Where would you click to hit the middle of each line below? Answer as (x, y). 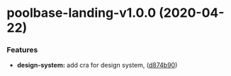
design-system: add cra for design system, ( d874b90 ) (97, 65)
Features (22, 50)
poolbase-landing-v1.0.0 (81, 13)
